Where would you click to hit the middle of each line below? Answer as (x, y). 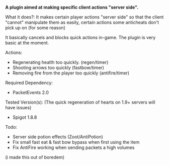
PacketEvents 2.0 (30, 92)
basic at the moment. (27, 43)
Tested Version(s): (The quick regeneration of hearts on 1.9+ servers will (80, 102)
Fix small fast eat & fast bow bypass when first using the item (76, 142)
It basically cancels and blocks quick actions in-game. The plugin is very (80, 37)
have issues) (18, 107)
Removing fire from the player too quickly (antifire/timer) (71, 73)
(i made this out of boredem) (35, 157)
